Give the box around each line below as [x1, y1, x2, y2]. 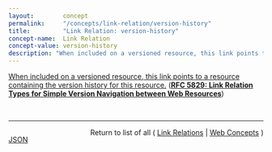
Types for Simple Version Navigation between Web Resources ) [8, 89, 224, 98]
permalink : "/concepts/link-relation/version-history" [8, 19, 212, 27]
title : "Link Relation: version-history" [8, 27, 180, 35]
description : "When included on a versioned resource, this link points [8, 49, 259, 57]
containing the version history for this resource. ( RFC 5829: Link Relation [8, 80, 253, 90]
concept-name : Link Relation [8, 34, 111, 43]
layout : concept [8, 11, 89, 20]
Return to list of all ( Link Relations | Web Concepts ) [90, 128, 264, 137]
